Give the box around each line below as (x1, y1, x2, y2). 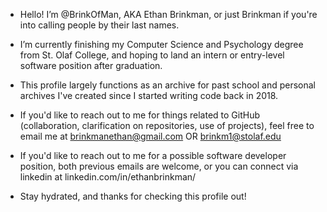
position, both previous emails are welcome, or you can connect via (19, 160, 299, 172)
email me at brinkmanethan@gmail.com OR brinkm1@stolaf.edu (19, 130, 282, 142)
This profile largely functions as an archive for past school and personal (19, 79, 317, 91)
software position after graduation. (19, 60, 163, 71)
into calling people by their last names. (19, 19, 180, 31)
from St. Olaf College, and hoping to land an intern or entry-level (19, 49, 285, 61)
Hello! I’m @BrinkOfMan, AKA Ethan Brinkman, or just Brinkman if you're (19, 9, 318, 20)
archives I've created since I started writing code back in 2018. (19, 90, 279, 101)
